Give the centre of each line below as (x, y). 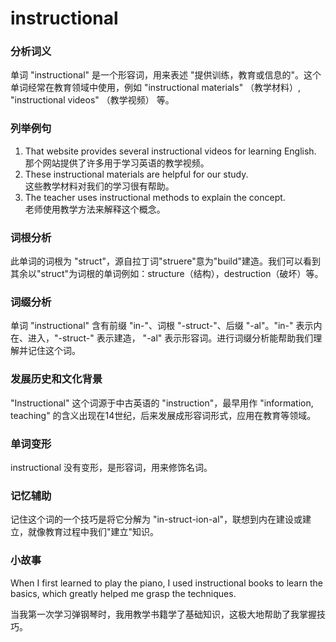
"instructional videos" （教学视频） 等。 (92, 100)
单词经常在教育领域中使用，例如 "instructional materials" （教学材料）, (156, 88)
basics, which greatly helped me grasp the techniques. (123, 593)
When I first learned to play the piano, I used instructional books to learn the (166, 583)
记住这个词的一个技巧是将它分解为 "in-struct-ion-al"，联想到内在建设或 (156, 519)
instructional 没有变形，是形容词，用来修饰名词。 (111, 467)
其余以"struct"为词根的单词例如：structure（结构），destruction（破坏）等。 (167, 274)
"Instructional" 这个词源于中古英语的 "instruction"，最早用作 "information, (162, 403)
